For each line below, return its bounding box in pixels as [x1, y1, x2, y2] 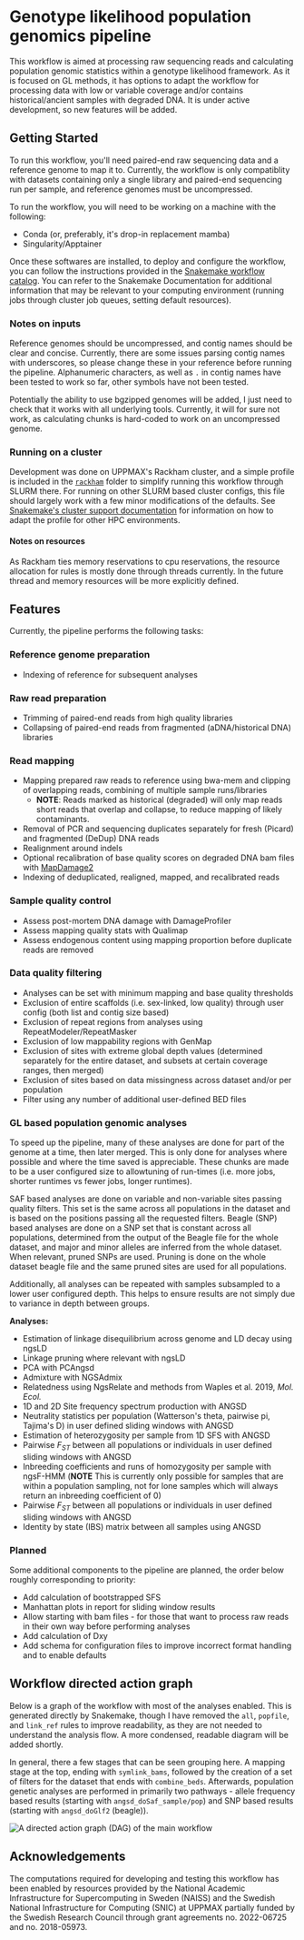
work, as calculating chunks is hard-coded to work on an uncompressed [9, 414, 280, 425]
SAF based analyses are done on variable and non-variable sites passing [9, 1193, 282, 1204]
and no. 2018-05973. [9, 1921, 88, 1932]
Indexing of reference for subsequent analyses [22, 668, 198, 679]
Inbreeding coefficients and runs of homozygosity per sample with [22, 1461, 272, 1472]
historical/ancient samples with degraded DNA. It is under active [9, 94, 250, 106]
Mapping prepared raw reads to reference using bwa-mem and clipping [22, 775, 291, 786]
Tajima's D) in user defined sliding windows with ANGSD [22, 1421, 234, 1432]
